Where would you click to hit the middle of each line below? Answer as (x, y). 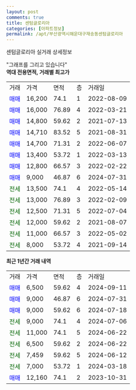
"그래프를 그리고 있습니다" (37, 65)
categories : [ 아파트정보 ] (35, 28)
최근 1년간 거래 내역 (29, 261)
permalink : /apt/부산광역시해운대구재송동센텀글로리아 (65, 34)
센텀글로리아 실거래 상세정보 (39, 52)
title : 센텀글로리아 (28, 23)
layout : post (22, 12)
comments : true (25, 17)
